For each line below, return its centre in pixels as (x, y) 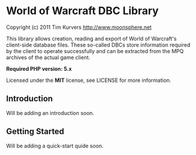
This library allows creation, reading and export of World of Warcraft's (91, 38)
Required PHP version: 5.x (39, 68)
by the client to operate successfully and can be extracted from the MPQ (95, 51)
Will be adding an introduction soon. (50, 113)
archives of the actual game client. (48, 57)
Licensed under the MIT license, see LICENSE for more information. (89, 80)
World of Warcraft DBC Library (82, 11)
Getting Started (35, 132)
